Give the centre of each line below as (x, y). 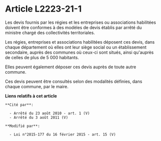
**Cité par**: (19, 105)
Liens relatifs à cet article (31, 96)
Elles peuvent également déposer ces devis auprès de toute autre (71, 67)
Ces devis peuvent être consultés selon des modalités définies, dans (74, 81)
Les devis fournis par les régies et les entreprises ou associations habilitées (80, 22)
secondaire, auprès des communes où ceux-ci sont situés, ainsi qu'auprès (79, 52)
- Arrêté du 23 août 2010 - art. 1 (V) (50, 113)
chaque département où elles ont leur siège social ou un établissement (76, 47)
